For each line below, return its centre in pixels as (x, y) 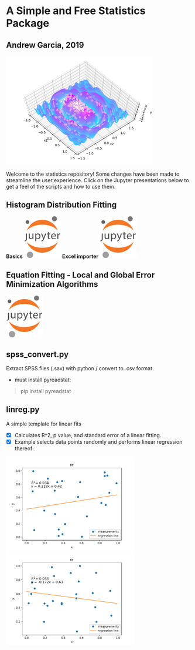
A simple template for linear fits (44, 424)
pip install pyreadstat (46, 391)
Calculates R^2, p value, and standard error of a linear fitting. (88, 435)
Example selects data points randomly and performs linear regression (98, 441)
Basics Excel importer (52, 256)
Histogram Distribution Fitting (61, 205)
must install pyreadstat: (43, 380)
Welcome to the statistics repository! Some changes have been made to (93, 174)
